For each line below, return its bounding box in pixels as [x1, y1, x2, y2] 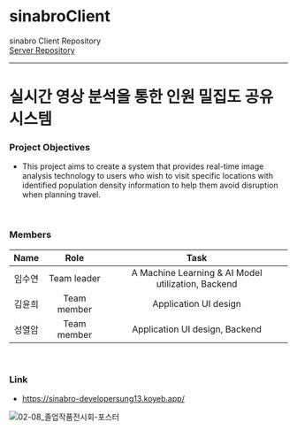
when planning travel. [21, 189, 102, 200]
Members [9, 228, 51, 241]
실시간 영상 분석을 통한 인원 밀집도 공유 [9, 87, 274, 107]
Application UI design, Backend [132, 323, 263, 335]
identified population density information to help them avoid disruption [21, 180, 278, 191]
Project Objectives [9, 142, 91, 154]
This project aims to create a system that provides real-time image [21, 161, 264, 172]
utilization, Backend [156, 277, 238, 289]
